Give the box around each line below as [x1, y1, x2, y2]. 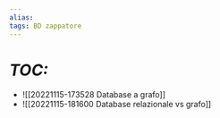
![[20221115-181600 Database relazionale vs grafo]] [21, 99, 212, 110]
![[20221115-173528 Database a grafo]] [21, 89, 166, 100]
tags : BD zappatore [9, 21, 82, 30]
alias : [9, 13, 34, 22]
